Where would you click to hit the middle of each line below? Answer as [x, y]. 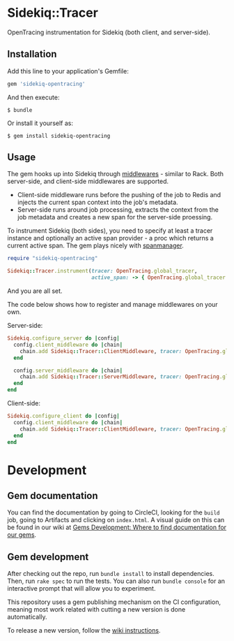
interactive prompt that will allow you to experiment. [81, 589]
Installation [32, 54]
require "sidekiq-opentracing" [53, 259]
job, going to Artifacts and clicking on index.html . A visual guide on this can [116, 520]
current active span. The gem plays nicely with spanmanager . [96, 245]
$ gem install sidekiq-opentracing [59, 136]
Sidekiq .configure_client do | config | [63, 416]
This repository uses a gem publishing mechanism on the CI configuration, [114, 602]
